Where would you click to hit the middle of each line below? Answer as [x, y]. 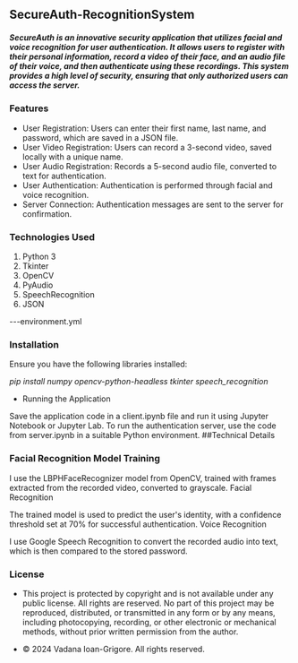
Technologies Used [52, 237]
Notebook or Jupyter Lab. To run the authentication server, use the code [143, 426]
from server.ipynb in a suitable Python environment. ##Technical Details [142, 435]
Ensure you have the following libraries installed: [98, 364]
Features [29, 108]
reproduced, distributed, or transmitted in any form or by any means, [149, 612]
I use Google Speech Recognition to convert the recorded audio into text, [144, 541]
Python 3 [39, 257]
